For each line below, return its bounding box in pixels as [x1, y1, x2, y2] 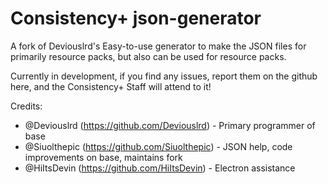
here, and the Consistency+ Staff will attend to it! [10, 80, 212, 92]
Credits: [10, 100, 43, 112]
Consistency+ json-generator [10, 7, 262, 30]
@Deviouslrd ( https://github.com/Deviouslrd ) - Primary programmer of [24, 119, 316, 131]
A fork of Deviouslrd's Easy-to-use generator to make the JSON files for [10, 40, 307, 52]
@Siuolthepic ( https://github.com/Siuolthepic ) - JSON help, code [24, 140, 293, 152]
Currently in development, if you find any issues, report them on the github [10, 70, 318, 82]
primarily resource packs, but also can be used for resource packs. [10, 50, 287, 62]
